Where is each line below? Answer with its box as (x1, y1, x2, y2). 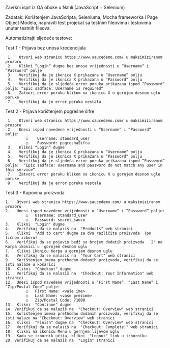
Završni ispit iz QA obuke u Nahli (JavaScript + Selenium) (5, 5, 125, 10)
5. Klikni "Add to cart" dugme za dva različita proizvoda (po (5, 231, 152, 236)
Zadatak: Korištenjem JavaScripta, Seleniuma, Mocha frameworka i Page (5, 14, 158, 20)
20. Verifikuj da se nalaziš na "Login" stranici (5, 338, 115, 343)
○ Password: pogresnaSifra (25, 140, 90, 145)
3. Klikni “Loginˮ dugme (7, 145, 65, 150)
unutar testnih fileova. (5, 25, 51, 31)
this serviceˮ (5, 167, 36, 172)
